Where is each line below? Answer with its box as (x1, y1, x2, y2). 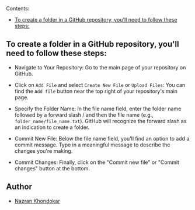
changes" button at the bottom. (14, 164, 90, 171)
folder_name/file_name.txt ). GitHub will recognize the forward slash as (14, 117, 187, 124)
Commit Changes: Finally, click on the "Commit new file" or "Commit (14, 159, 180, 166)
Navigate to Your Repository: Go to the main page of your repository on (14, 64, 186, 71)
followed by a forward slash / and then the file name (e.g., (14, 111, 154, 118)
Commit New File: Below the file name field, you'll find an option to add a (14, 135, 190, 142)
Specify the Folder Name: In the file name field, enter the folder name (14, 105, 182, 112)
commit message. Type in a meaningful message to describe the (14, 141, 170, 148)
